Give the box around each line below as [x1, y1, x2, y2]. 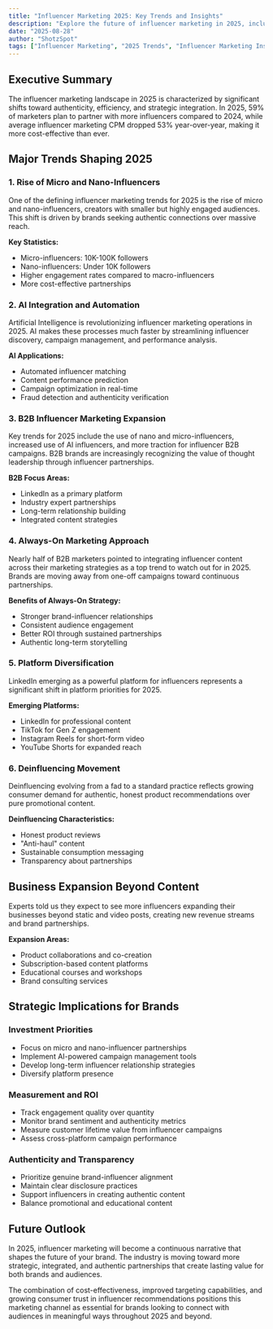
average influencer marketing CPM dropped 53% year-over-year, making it [8, 120, 260, 130]
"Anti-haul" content [19, 838, 85, 848]
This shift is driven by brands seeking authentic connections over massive [8, 213, 257, 222]
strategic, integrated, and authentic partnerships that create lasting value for [8, 1261, 264, 1271]
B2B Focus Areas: [8, 473, 71, 483]
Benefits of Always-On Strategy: [8, 596, 121, 605]
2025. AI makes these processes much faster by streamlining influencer [8, 326, 249, 336]
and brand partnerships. [8, 918, 89, 928]
